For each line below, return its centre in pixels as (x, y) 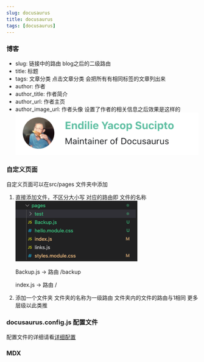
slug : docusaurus (28, 13)
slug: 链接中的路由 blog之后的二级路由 (63, 63)
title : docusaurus (30, 19)
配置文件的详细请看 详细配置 (41, 337)
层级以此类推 (31, 305)
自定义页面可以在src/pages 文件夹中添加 (57, 184)
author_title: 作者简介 (41, 94)
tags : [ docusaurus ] (31, 26)
